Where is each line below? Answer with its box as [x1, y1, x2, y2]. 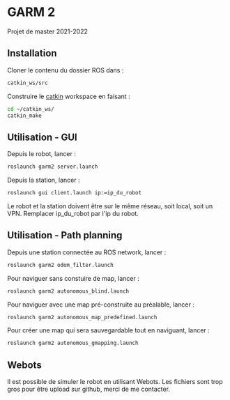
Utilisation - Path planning [7, 229, 123, 241]
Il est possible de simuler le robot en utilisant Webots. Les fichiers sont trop [7, 378, 223, 386]
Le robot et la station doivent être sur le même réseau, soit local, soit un [7, 201, 213, 210]
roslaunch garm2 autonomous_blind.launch [7, 287, 130, 295]
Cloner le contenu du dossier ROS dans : [7, 66, 124, 74]
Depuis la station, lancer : [7, 176, 80, 185]
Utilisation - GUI [7, 131, 78, 143]
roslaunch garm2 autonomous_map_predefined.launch [7, 314, 158, 321]
